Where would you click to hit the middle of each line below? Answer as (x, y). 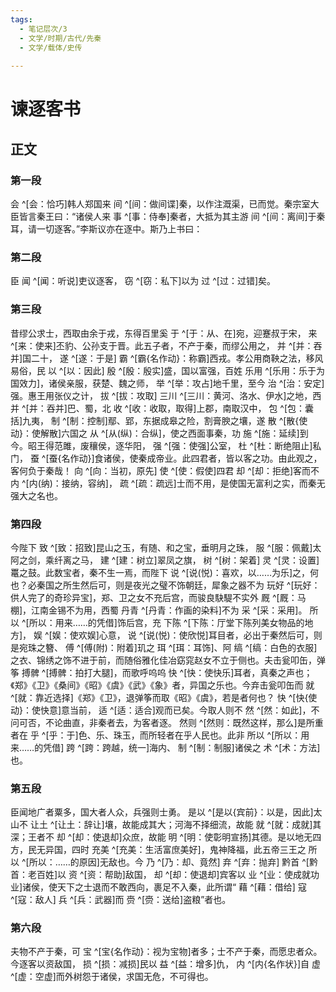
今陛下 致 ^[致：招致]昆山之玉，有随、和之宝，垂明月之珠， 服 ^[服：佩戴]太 (166, 547)
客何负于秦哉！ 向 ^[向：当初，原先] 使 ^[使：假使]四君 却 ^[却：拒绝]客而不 (165, 470)
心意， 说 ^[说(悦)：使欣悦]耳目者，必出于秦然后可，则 (210, 635)
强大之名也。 (36, 495)
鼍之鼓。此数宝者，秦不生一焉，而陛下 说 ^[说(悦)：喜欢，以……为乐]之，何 (165, 572)
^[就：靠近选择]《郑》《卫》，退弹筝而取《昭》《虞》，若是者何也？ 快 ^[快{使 (164, 697)
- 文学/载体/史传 (51, 47)
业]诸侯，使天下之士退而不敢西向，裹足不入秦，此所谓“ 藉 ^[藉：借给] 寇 (158, 887)
